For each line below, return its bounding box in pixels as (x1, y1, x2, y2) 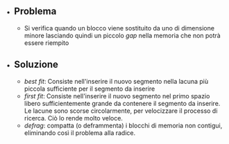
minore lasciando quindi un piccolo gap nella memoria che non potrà (24, 31, 221, 39)
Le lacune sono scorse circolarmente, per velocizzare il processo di (24, 107, 218, 115)
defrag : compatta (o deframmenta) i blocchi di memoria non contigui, (24, 121, 223, 129)
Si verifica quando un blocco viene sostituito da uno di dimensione (24, 24, 215, 32)
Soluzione (13, 59, 59, 71)
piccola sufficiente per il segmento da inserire (24, 84, 155, 93)
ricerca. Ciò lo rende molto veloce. (24, 114, 124, 122)
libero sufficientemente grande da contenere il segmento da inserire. (24, 99, 221, 107)
